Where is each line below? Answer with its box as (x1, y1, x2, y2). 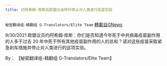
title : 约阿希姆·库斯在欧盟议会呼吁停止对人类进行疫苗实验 (5, 7, 112, 12)
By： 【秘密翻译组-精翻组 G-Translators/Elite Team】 (5, 55, 114, 61)
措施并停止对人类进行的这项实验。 (18, 44, 88, 50)
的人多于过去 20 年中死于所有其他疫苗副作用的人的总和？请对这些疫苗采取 (5, 38, 158, 44)
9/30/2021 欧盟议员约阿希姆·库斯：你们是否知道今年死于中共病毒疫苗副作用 (5, 32, 160, 38)
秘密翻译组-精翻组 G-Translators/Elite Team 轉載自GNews (5, 21, 122, 27)
